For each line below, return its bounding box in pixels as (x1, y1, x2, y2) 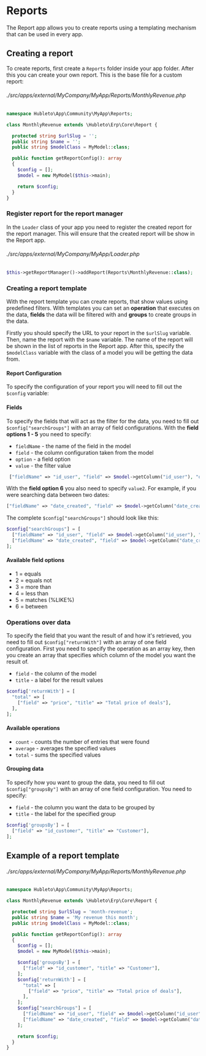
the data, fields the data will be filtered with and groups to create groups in (6, 311, 197, 318)
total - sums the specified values (15, 751, 101, 758)
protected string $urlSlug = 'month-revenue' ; (12, 909, 133, 915)
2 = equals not (15, 576, 52, 584)
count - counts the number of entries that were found (15, 738, 150, 746)
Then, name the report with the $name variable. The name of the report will (6, 336, 193, 344)
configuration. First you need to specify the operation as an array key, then (6, 645, 196, 652)
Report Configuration (6, 369, 62, 377)
